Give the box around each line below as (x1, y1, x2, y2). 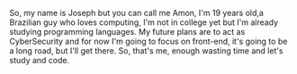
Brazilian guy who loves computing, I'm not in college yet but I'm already (9, 17, 279, 28)
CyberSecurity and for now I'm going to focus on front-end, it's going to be (9, 36, 288, 46)
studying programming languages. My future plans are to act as (9, 27, 246, 37)
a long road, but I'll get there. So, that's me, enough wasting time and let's (9, 45, 283, 56)
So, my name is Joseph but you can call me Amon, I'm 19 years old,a (9, 8, 264, 18)
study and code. (9, 55, 70, 65)
